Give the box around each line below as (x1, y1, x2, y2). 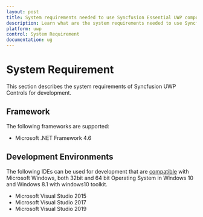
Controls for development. (6, 89, 71, 96)
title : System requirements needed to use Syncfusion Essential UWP (6, 14, 182, 20)
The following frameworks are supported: (6, 122, 110, 130)
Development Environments (6, 152, 114, 162)
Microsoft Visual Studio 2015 (14, 192, 86, 200)
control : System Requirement (6, 31, 80, 37)
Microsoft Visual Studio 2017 (14, 198, 86, 206)
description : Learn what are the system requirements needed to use (6, 20, 182, 26)
